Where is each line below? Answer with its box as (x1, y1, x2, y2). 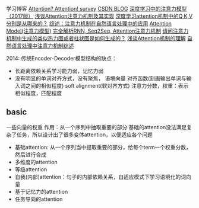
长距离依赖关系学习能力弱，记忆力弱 (14, 68, 104, 74)
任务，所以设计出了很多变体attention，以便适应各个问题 (16, 131, 153, 138)
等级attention (14, 165, 48, 173)
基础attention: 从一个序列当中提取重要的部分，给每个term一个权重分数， (14, 143, 192, 151)
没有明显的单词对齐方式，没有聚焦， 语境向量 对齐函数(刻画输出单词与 (14, 75, 187, 82)
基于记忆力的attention (14, 188, 68, 195)
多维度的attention (14, 158, 58, 165)
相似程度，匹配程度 (14, 89, 62, 97)
